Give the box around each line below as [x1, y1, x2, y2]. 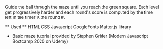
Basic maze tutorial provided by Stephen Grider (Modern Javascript [12, 33, 148, 39]
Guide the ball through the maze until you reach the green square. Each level [5, 4, 159, 10]
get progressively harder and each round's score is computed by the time [5, 9, 153, 15]
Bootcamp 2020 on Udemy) [12, 38, 68, 44]
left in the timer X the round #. [5, 15, 65, 20]
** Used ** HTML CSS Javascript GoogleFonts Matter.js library [5, 24, 132, 30]
